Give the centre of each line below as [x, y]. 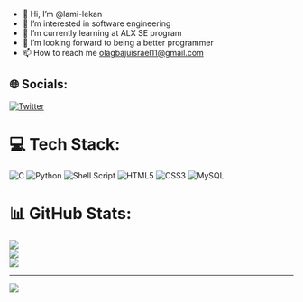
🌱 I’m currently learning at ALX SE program [102, 33]
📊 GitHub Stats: [71, 213]
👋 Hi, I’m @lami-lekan [62, 14]
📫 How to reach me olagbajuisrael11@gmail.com [113, 53]
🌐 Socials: [39, 84]
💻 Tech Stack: [65, 144]
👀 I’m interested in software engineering [96, 23]
